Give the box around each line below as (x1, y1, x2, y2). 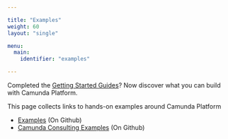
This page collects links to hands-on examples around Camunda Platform (7, 102, 222, 110)
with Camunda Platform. (7, 89, 78, 97)
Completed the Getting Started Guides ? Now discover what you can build (7, 81, 221, 89)
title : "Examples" (7, 16, 62, 23)
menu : (7, 42, 23, 49)
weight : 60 (7, 23, 40, 30)
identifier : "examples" (20, 56, 91, 63)
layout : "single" (7, 30, 59, 37)
